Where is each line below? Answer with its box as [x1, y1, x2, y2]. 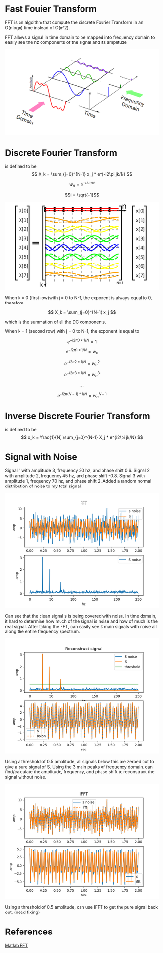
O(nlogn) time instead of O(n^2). [5, 24, 70, 30]
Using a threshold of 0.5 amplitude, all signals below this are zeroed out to [5, 759, 154, 765]
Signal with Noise [5, 451, 77, 463]
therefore [5, 300, 24, 305]
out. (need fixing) [5, 909, 40, 915]
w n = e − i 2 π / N [69, 181, 95, 188]
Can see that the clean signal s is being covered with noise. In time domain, [5, 613, 157, 619]
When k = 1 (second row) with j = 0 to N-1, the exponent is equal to [5, 328, 140, 334]
